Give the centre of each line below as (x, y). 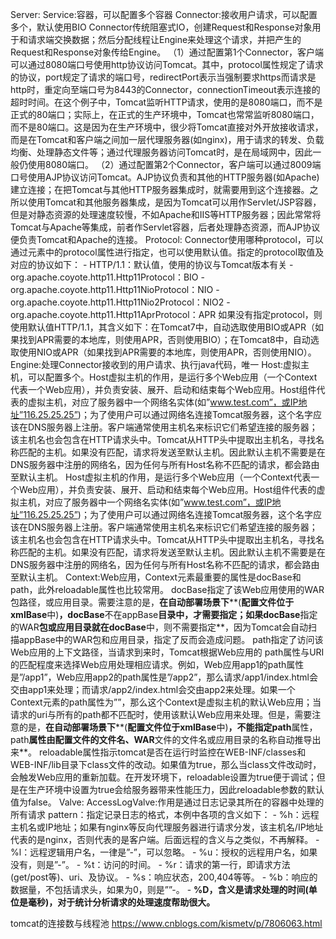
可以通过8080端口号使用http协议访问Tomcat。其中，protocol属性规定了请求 (167, 64)
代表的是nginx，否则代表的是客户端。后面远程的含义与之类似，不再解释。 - (165, 839)
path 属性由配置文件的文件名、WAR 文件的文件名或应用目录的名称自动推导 (161, 739)
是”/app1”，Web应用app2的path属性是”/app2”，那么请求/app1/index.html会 (164, 677)
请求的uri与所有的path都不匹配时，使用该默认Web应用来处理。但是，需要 (161, 714)
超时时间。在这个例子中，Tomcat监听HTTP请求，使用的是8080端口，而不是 (166, 102)
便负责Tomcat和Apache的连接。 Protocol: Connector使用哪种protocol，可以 (167, 239)
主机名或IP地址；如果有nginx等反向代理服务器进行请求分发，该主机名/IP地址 (167, 827)
